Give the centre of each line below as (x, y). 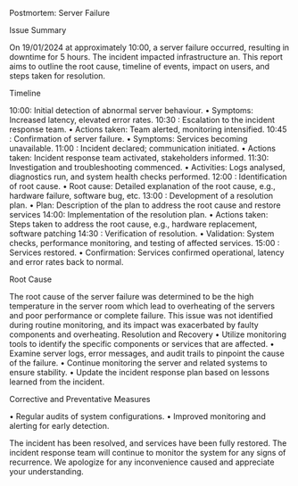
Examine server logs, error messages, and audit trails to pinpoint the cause (147, 353)
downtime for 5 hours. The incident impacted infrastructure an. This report (146, 57)
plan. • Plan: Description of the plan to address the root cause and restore (145, 205)
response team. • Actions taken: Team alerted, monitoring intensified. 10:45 (148, 129)
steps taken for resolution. (57, 76)
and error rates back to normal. (66, 262)
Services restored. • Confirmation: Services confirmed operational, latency (147, 252)
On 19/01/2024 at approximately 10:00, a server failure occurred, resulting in (149, 47)
